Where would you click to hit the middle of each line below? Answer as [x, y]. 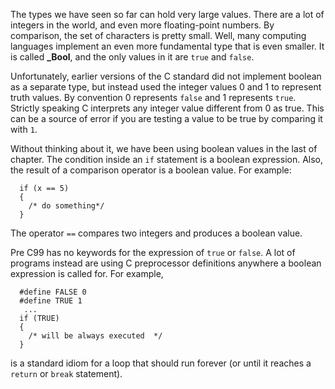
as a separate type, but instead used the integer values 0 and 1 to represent [166, 87]
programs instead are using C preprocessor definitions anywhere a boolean [166, 263]
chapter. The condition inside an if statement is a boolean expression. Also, [167, 159]
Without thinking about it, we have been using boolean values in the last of [164, 148]
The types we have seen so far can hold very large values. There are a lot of [167, 14]
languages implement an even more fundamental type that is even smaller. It [167, 46]
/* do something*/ [66, 206]
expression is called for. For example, [87, 273]
